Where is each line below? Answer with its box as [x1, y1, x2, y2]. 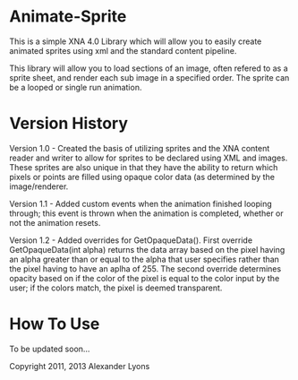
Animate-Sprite [9, 6, 127, 27]
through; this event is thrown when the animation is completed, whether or [9, 208, 284, 219]
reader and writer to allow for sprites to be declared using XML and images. [9, 152, 288, 163]
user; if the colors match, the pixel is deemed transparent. [9, 282, 223, 293]
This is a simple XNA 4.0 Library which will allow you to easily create [9, 36, 262, 47]
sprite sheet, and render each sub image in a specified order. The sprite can [9, 72, 290, 82]
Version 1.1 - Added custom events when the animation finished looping [9, 198, 273, 209]
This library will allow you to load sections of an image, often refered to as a [9, 63, 288, 73]
